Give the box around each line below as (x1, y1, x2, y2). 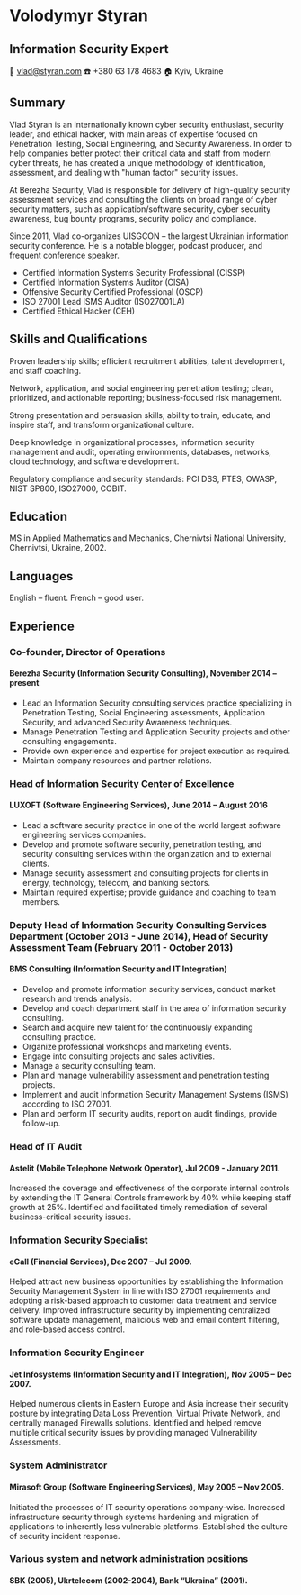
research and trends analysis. (22, 993, 132, 1005)
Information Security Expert (9, 41, 169, 57)
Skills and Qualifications (9, 332, 148, 347)
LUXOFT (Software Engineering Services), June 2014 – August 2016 (9, 799, 268, 811)
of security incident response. (9, 1530, 120, 1541)
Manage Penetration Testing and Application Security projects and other (22, 726, 290, 737)
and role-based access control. (9, 1324, 126, 1335)
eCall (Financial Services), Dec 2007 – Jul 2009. (9, 1256, 192, 1267)
